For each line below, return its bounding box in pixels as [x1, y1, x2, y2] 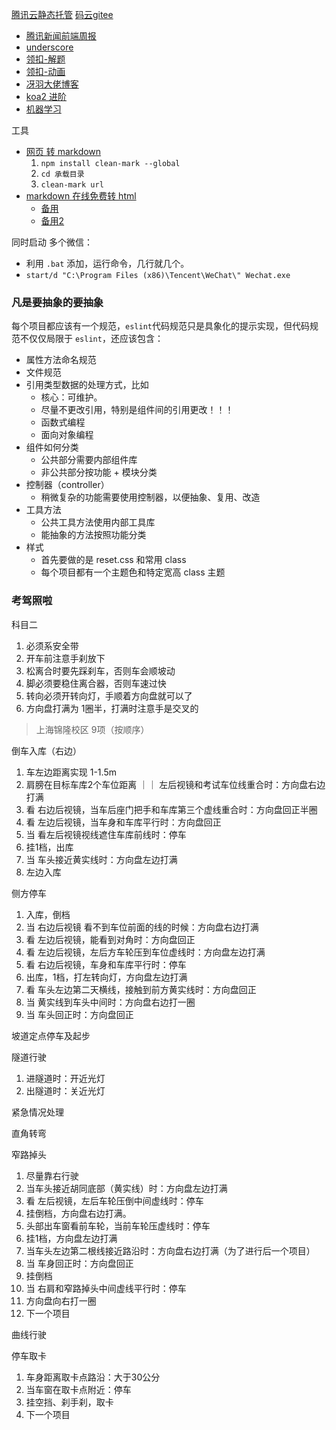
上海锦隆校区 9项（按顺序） [35, 723, 150, 735]
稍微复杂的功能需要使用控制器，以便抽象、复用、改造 [40, 491, 261, 503]
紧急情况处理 [11, 1106, 64, 1118]
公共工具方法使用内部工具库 [40, 516, 156, 528]
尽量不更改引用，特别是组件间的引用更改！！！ [40, 404, 234, 416]
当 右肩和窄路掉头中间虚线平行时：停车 [25, 1282, 187, 1294]
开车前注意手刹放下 [25, 652, 106, 664]
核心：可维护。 [40, 391, 103, 403]
